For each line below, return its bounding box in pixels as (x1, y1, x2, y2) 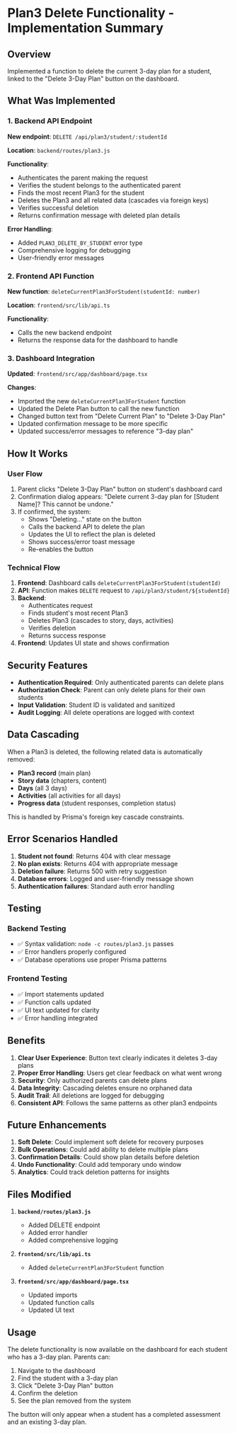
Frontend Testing (7, 974, 68, 984)
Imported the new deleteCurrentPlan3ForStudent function (17, 397, 186, 405)
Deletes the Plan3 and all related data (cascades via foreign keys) (17, 196, 209, 205)
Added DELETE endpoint (28, 1221, 100, 1229)
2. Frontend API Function (7, 271, 94, 281)
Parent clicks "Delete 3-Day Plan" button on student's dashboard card (17, 485, 223, 493)
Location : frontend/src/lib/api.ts (7, 301, 110, 309)
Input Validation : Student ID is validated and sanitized (17, 701, 175, 709)
